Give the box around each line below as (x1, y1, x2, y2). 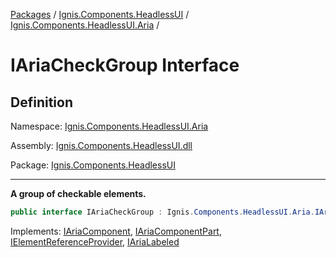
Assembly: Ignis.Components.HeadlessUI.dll (10, 140, 193, 151)
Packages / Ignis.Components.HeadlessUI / (10, 9, 190, 20)
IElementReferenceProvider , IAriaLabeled (10, 235, 180, 248)
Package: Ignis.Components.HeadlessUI (10, 159, 176, 171)
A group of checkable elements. (10, 188, 147, 199)
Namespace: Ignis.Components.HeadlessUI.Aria (10, 120, 209, 132)
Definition (10, 94, 73, 111)
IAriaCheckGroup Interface (10, 54, 240, 77)
